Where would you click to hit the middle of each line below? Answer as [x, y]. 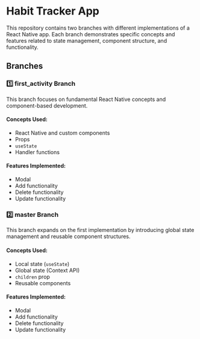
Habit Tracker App [53, 11]
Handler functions [37, 152]
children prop [32, 277]
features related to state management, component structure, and [87, 40]
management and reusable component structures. [68, 236]
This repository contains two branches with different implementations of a [98, 28]
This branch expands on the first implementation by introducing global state [100, 230]
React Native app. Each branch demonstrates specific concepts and [91, 34]
